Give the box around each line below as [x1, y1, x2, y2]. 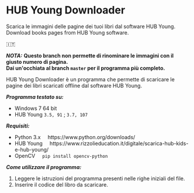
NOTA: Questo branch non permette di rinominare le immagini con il [6, 52, 174, 59]
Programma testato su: [6, 93, 64, 100]
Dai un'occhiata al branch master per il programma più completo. [6, 64, 165, 71]
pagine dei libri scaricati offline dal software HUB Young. [6, 82, 142, 89]
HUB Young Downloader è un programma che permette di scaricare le [6, 75, 175, 82]
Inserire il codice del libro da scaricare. [14, 181, 109, 188]
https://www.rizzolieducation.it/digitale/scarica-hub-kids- [49, 140, 189, 147]
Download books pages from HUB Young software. [6, 29, 129, 36]
